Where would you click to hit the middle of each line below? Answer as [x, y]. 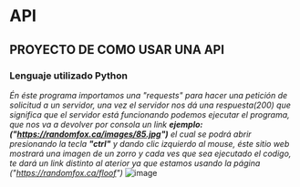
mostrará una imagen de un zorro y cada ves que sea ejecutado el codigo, [150, 153]
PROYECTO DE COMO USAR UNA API [117, 50]
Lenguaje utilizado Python [68, 76]
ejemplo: [186, 124]
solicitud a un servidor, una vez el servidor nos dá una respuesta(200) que [150, 105]
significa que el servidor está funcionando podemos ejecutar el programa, [150, 114]
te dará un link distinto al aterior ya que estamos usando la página [135, 163]
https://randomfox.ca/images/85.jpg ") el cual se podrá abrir [134, 134]
